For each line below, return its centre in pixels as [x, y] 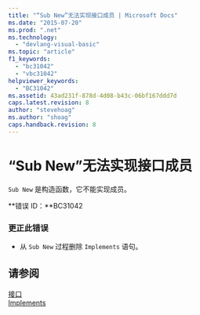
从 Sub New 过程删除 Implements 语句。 [81, 246]
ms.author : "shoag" [40, 118]
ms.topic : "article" [42, 52]
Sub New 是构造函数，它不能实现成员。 [70, 189]
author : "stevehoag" [42, 110]
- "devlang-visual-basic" [58, 45]
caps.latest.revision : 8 [49, 103]
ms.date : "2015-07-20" [45, 23]
